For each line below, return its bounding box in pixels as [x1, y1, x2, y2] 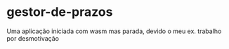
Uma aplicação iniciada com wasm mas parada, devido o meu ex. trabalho [6, 27, 222, 35]
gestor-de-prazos [6, 4, 113, 20]
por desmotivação [6, 34, 59, 42]
